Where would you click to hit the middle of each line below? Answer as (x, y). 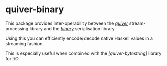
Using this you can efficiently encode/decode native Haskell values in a (79, 38)
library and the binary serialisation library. (72, 28)
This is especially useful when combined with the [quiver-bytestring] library (83, 53)
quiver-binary (35, 9)
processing (17, 28)
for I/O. (13, 58)
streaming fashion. (25, 43)
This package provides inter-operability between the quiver (67, 23)
